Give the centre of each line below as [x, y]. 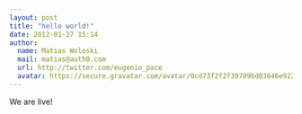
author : [24, 43]
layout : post [34, 18]
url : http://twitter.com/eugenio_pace [90, 68]
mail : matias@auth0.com [62, 59]
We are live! [31, 101]
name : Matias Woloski [58, 51]
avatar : [32, 76]
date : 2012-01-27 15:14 [54, 34]
